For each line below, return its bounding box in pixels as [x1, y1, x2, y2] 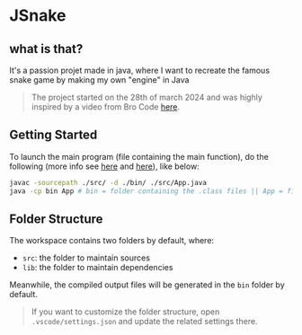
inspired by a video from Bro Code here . [31, 101, 181, 112]
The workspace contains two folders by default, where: [9, 235, 214, 246]
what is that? [9, 41, 84, 57]
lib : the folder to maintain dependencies [22, 262, 173, 273]
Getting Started [9, 128, 98, 143]
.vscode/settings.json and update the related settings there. [31, 316, 258, 327]
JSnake [9, 5, 67, 26]
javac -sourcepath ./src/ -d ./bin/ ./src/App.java [9, 178, 207, 187]
